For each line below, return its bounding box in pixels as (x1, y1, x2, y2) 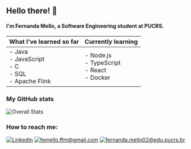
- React (84, 66, 107, 74)
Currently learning (84, 37, 138, 46)
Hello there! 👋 (6, 6, 58, 16)
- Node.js (84, 51, 112, 59)
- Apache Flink (9, 77, 52, 85)
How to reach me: (6, 122, 58, 131)
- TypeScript (84, 59, 121, 67)
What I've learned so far (9, 37, 79, 46)
